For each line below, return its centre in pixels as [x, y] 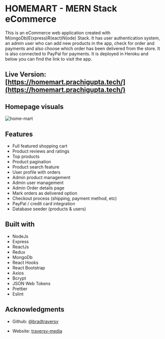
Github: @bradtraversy [35, 321]
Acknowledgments [35, 310]
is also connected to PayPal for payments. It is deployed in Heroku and [77, 54]
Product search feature [36, 167]
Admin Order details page [38, 188]
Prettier [20, 289]
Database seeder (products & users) [49, 209]
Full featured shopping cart [40, 146]
